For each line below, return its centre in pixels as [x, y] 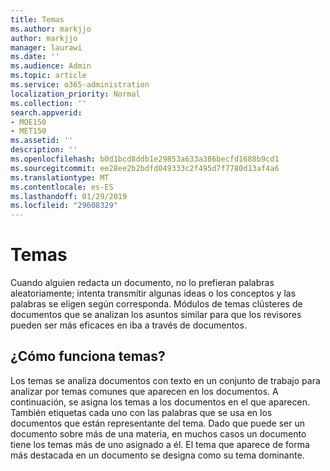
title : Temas [37, 19]
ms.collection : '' [48, 103]
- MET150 [28, 131]
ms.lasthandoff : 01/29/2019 [69, 196]
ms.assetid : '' [42, 141]
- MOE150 [28, 122]
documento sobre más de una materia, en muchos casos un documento [158, 433]
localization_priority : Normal [75, 94]
